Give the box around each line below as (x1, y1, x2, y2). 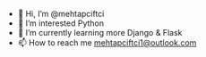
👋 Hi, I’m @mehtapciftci (17, 9, 105, 19)
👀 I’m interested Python (17, 18, 105, 28)
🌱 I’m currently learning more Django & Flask (17, 28, 183, 37)
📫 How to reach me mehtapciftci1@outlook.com (17, 37, 197, 48)
